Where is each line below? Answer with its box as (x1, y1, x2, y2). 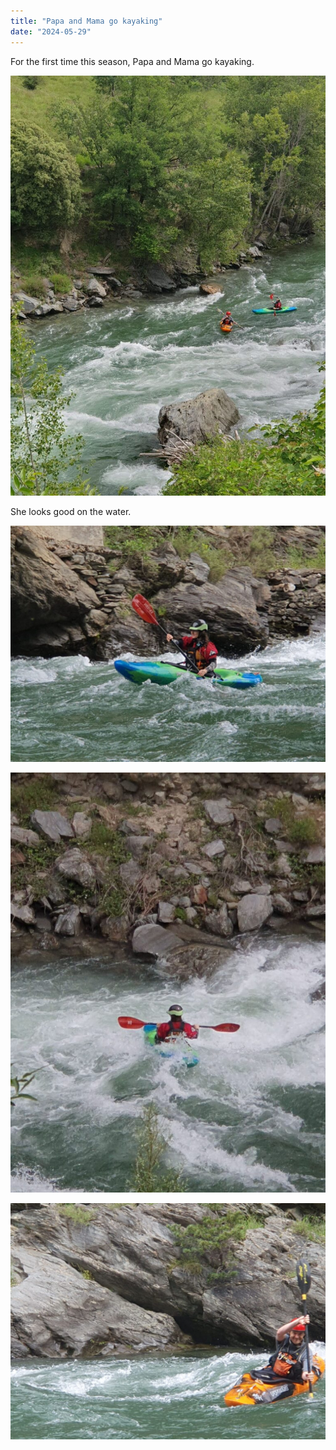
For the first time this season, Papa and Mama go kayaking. (10, 55, 255, 67)
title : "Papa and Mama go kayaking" (10, 16, 163, 26)
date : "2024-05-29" (10, 26, 92, 37)
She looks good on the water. (10, 505, 132, 517)
